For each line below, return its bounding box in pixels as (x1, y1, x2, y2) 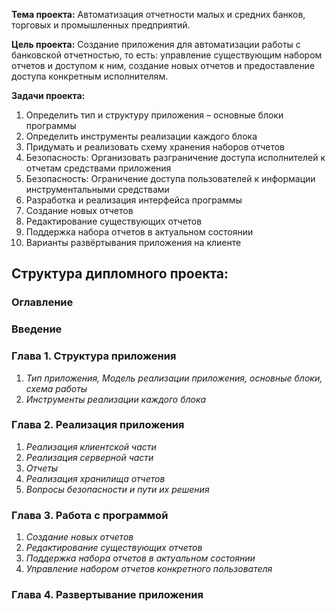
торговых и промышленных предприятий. (11, 19, 191, 31)
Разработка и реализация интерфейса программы (25, 194, 243, 206)
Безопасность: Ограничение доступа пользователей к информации (25, 173, 316, 184)
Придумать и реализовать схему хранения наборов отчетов (25, 141, 285, 153)
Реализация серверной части (25, 451, 154, 463)
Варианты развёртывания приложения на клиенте (25, 237, 242, 248)
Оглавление (11, 295, 74, 309)
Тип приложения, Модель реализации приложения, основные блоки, (25, 372, 323, 384)
